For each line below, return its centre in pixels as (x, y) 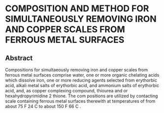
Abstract (19, 58)
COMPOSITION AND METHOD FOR (77, 9)
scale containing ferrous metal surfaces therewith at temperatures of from (80, 101)
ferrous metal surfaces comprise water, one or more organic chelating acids (82, 75)
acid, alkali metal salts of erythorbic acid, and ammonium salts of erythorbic (82, 85)
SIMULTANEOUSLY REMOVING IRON (81, 19)
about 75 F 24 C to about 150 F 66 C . (43, 106)
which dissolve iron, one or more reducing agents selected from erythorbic (81, 80)
